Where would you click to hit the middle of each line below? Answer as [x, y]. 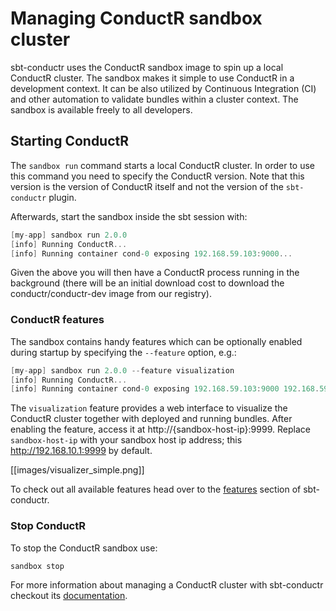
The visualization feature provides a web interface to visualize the [149, 408]
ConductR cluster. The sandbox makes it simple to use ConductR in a [152, 78]
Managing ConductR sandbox [136, 18]
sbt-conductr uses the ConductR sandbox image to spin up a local [147, 67]
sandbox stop [37, 566]
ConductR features [57, 320]
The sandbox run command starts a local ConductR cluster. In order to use [162, 165]
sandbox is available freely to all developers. [101, 109]
